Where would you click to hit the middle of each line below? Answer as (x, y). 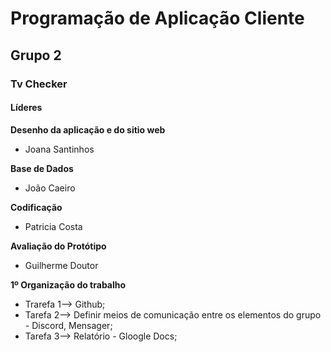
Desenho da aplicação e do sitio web (88, 129)
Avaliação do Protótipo (58, 246)
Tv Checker (39, 84)
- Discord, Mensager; (68, 325)
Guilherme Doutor (61, 265)
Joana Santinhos (59, 149)
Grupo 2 (36, 55)
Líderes (26, 108)
